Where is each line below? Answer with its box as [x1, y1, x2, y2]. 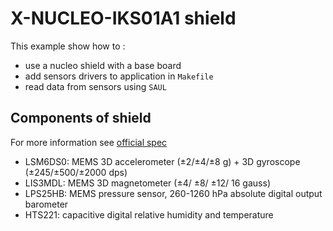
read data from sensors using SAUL [24, 80, 167, 92]
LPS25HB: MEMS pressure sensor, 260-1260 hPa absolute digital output [24, 187, 323, 199]
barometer [24, 198, 69, 210]
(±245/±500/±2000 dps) [24, 166, 128, 178]
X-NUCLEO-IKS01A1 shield [10, 7, 237, 30]
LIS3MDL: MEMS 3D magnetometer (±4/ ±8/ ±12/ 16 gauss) [24, 177, 271, 189]
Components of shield [10, 110, 152, 127]
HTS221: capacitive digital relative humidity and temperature [24, 208, 274, 221]
